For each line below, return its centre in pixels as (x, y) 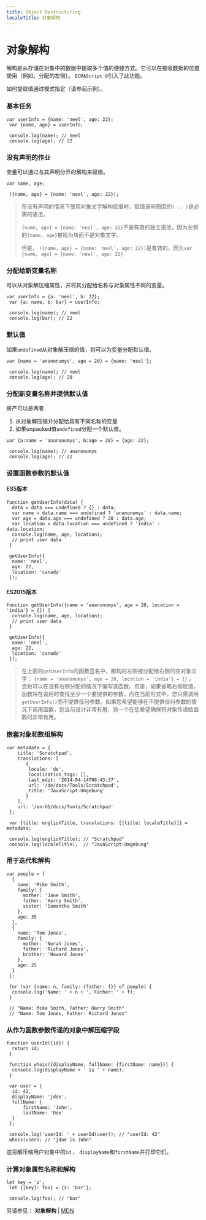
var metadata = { (29, 747)
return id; (26, 1049)
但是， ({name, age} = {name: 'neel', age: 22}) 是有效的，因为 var (107, 248)
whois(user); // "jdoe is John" (50, 1140)
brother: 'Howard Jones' (54, 954)
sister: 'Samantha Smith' (55, 906)
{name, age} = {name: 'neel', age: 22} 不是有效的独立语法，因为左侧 (110, 227)
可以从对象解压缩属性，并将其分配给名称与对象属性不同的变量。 (87, 285)
